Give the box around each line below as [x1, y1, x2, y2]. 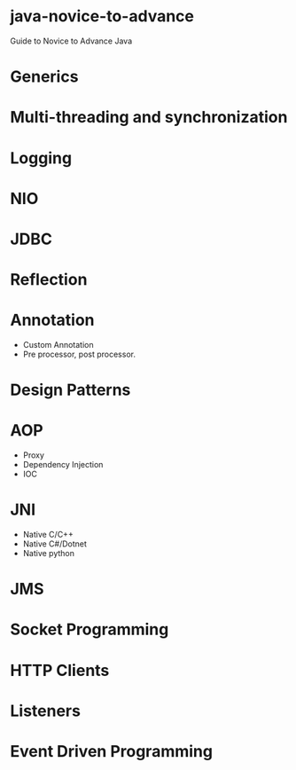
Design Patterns [10, 380, 131, 400]
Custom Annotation [22, 340, 94, 350]
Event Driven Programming [10, 742, 214, 761]
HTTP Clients [10, 660, 110, 680]
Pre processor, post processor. [22, 349, 136, 359]
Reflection [10, 270, 88, 290]
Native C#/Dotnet [22, 538, 88, 549]
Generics [10, 67, 79, 87]
